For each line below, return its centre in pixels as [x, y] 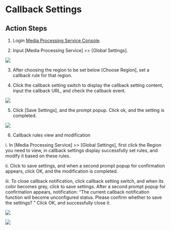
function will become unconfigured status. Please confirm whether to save [84, 197]
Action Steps [26, 28]
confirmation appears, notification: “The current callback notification [77, 192]
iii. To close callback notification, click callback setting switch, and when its [84, 181]
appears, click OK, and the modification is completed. [62, 171]
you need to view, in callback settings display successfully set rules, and [82, 150]
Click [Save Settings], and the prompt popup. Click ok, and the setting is [89, 110]
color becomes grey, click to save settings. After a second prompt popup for [86, 187]
